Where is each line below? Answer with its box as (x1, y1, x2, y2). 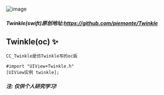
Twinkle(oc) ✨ (6, 37, 58, 47)
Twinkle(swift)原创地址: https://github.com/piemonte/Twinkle (6, 19, 158, 26)
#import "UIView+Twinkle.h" (6, 64, 75, 69)
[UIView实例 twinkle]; (6, 70, 60, 76)
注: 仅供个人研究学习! (6, 83, 57, 90)
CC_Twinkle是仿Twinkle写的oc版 (6, 53, 78, 59)
